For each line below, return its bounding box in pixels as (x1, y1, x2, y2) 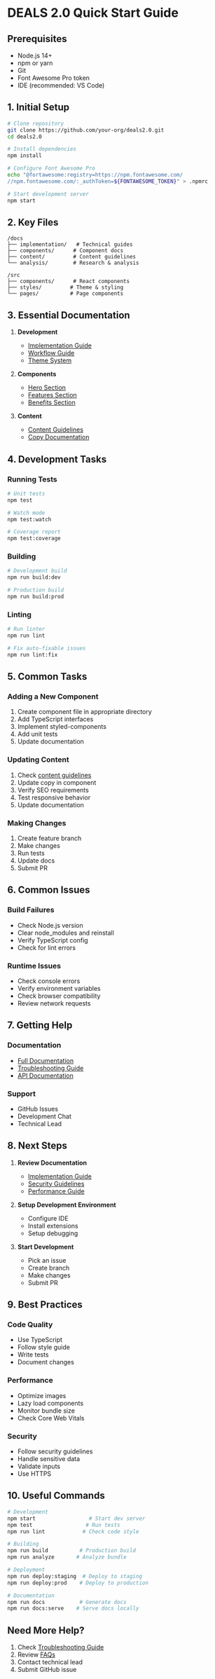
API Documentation (17, 1071, 74, 1080)
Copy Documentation (27, 433, 90, 441)
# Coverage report (7, 528, 61, 535)
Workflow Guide (27, 349, 75, 357)
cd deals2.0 (7, 133, 42, 140)
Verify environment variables (17, 984, 101, 992)
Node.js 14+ (17, 51, 53, 60)
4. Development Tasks (7, 453, 107, 465)
